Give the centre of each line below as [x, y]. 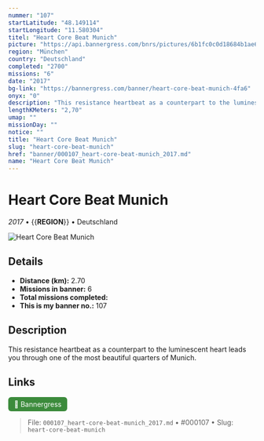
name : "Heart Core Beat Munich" [61, 162]
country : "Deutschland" [47, 60]
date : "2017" [29, 81]
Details [26, 262]
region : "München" [38, 52]
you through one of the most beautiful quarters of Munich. [102, 357]
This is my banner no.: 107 [63, 305]
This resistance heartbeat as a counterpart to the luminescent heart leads [127, 349]
